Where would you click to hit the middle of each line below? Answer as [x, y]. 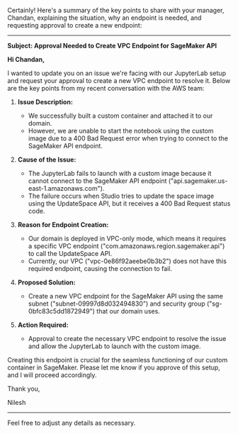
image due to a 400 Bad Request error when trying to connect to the [128, 138]
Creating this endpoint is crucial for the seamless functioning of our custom [118, 360]
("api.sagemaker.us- [198, 181]
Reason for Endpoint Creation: [63, 225]
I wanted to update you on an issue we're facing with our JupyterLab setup [117, 73]
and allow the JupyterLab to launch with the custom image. [114, 346]
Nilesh [17, 402]
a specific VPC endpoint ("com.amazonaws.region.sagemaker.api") [126, 246]
